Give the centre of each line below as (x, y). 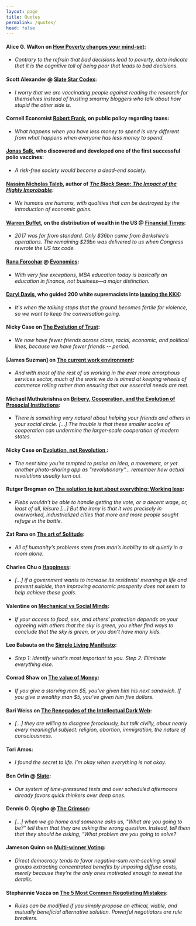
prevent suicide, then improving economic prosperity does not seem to (100, 586)
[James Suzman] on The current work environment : (70, 360)
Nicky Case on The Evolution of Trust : (53, 327)
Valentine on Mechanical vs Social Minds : (58, 606)
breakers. (26, 918)
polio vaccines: (25, 157)
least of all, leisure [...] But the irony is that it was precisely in (88, 508)
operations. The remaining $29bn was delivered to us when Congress (99, 242)
